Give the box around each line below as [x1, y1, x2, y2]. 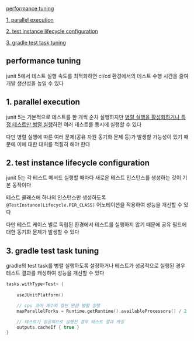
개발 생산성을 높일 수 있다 [6, 79, 64, 87]
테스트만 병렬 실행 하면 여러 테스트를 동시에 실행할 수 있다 [12, 120, 142, 128]
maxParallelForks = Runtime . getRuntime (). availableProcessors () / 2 [16, 308, 187, 314]
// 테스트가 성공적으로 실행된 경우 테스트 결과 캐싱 [16, 319, 124, 325]
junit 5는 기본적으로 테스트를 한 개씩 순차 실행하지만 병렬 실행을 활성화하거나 [6, 113, 180, 120]
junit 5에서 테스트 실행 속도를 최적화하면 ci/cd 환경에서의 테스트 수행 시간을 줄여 [6, 72, 189, 79]
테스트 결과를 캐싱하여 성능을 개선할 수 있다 [6, 269, 105, 276]
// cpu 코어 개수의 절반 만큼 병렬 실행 [16, 302, 101, 309]
